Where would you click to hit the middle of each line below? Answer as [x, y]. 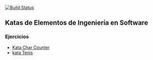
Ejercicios [17, 37]
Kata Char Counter [31, 47]
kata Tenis [22, 52]
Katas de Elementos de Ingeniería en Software [77, 23]
